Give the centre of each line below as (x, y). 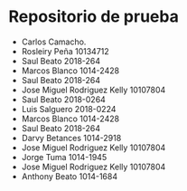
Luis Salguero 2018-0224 (69, 109)
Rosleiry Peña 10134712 (65, 51)
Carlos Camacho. (54, 42)
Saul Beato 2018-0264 (63, 99)
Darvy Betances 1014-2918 (71, 138)
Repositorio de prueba (94, 17)
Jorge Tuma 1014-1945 (64, 157)
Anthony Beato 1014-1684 (70, 176)
